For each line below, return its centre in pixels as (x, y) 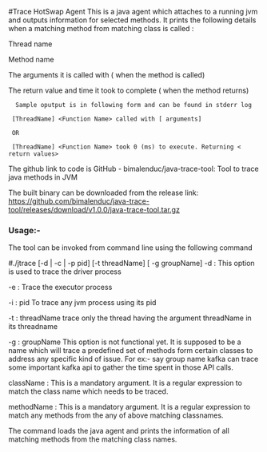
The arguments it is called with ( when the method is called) (107, 75)
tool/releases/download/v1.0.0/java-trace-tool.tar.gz (94, 210)
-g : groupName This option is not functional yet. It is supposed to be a (125, 342)
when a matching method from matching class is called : (101, 28)
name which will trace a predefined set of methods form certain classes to (131, 351)
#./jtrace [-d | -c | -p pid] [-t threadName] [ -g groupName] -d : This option (132, 264)
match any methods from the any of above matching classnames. (116, 415)
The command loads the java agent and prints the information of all (119, 431)
